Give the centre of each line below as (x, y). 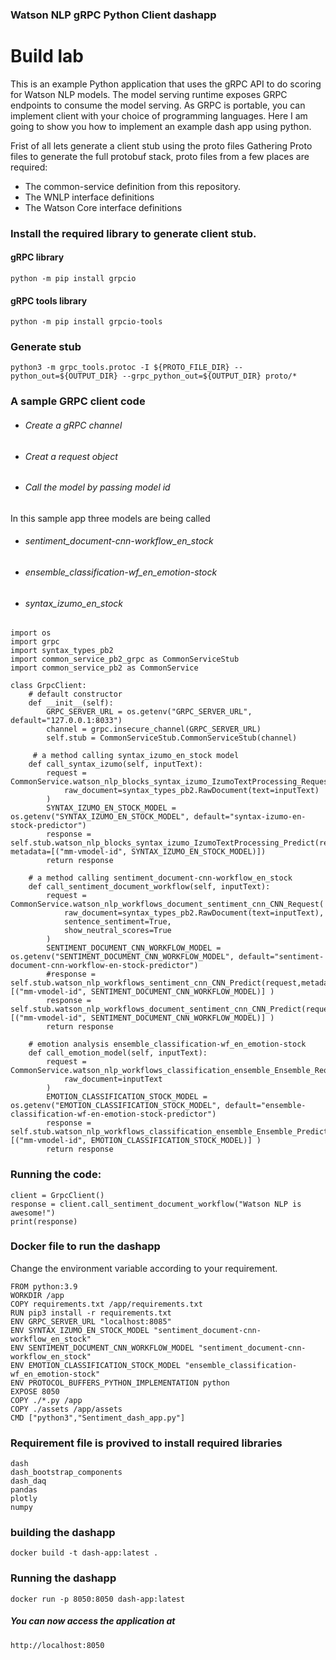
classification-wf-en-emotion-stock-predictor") (113, 1114)
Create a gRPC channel (73, 425)
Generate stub (46, 347)
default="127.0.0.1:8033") (66, 721)
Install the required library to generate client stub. (133, 233)
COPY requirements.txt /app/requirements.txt (106, 1304)
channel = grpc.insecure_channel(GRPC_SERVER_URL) (154, 729)
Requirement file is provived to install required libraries (146, 1443)
